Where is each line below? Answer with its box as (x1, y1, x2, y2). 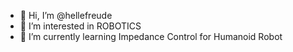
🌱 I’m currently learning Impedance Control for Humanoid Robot (19, 31, 283, 42)
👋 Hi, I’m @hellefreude (19, 10, 113, 21)
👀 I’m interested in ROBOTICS (19, 20, 142, 32)
